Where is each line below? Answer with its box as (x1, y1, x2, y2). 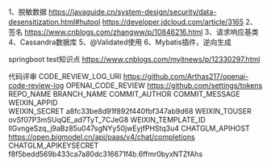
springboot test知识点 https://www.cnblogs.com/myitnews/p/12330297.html (8, 55, 261, 64)
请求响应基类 (215, 27, 259, 36)
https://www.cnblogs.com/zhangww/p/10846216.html (23, 27, 203, 36)
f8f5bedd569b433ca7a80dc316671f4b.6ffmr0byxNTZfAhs (8, 149, 203, 159)
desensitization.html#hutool (8, 17, 101, 27)
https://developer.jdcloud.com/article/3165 (102, 17, 244, 27)
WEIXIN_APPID (8, 98, 58, 107)
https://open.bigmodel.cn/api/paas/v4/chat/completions (8, 132, 195, 141)
